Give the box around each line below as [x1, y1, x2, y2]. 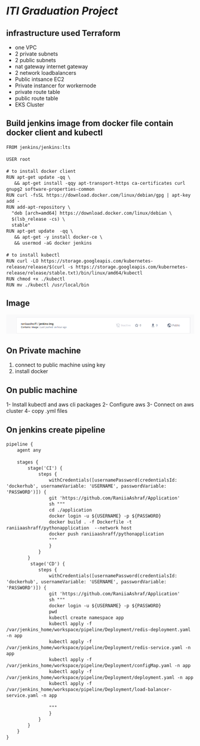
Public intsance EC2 [14, 76, 64, 83]
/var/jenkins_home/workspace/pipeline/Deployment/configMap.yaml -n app [6, 662, 191, 668]
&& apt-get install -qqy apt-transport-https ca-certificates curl [14, 180, 186, 186]
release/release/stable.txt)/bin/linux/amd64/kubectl [6, 270, 143, 276]
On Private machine [6, 345, 81, 355]
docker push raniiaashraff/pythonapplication [48, 531, 164, 537]
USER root [6, 156, 31, 162]
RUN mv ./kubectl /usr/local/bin [6, 282, 90, 288]
